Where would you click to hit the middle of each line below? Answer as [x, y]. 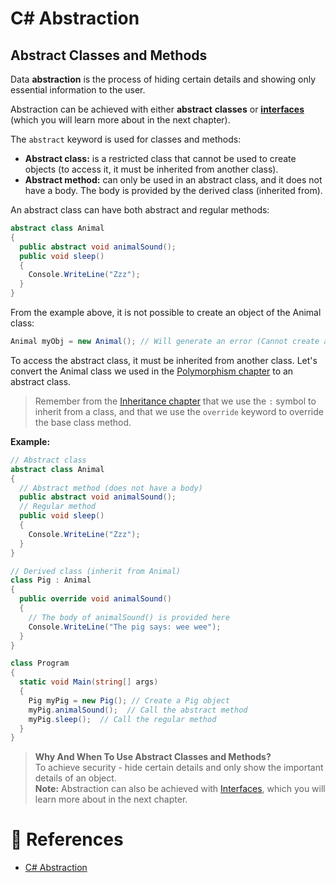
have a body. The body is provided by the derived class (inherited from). [173, 190]
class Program [40, 663]
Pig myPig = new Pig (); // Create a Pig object [129, 700]
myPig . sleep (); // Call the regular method [122, 719]
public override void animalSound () [95, 599]
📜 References [67, 839]
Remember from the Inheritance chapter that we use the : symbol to [175, 401]
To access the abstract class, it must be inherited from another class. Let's [164, 360]
